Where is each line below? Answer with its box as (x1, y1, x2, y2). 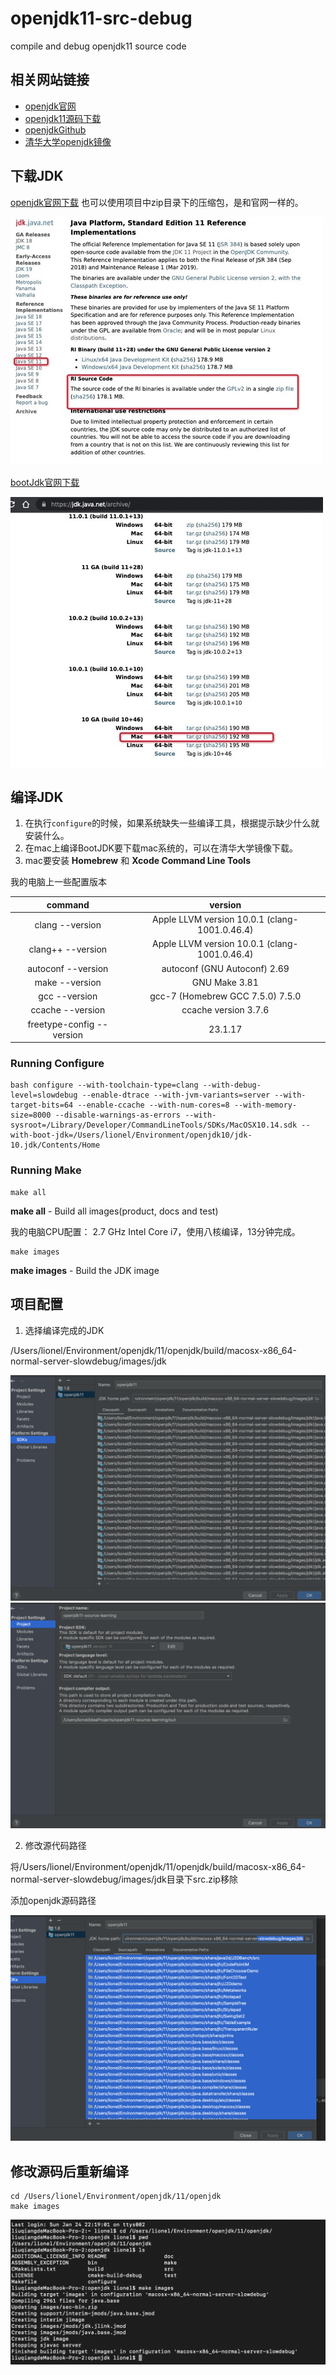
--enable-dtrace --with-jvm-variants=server (81, 1090, 271, 1101)
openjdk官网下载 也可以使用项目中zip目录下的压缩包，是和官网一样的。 (10, 196, 304, 208)
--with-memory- (233, 1100, 298, 1111)
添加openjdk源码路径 (10, 1895, 97, 1907)
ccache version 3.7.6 (181, 1004, 270, 1016)
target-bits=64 (10, 1100, 74, 1111)
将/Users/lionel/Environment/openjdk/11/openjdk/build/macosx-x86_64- (10, 1861, 307, 1873)
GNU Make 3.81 (191, 976, 259, 988)
